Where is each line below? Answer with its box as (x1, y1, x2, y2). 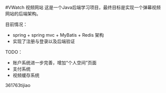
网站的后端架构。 (5, 11, 41, 17)
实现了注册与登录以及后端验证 (12, 38, 75, 44)
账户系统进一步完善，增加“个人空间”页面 (12, 60, 97, 65)
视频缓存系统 (12, 72, 39, 78)
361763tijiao (5, 82, 31, 88)
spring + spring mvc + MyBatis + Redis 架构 (12, 32, 104, 38)
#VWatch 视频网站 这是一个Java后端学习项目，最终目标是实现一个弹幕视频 (5, 5, 161, 10)
